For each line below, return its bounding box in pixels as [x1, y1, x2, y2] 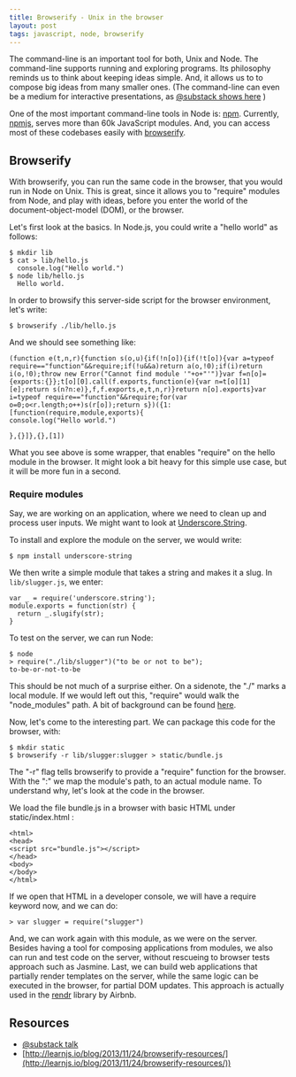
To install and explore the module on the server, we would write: [9, 535, 242, 546]
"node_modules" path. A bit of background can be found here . [9, 700, 237, 710]
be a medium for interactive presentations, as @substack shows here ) [9, 91, 267, 102]
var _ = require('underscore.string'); [9, 594, 156, 603]
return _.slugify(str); [17, 609, 104, 618]
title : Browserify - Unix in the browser [9, 12, 164, 22]
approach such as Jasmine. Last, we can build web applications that [9, 962, 258, 972]
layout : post [9, 21, 57, 30]
